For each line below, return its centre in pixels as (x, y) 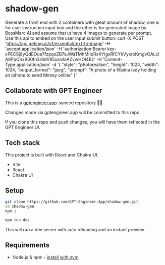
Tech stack (23, 143)
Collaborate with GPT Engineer (54, 91)
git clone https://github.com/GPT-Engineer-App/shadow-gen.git (72, 202)
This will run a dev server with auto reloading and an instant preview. (75, 229)
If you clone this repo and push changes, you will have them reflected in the (82, 122)
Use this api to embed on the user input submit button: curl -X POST (75, 38)
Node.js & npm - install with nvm (45, 257)
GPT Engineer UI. (23, 127)
